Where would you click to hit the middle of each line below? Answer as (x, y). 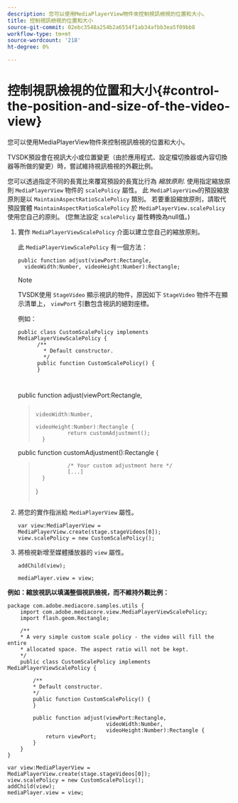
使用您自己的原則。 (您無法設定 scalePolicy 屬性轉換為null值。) (99, 216)
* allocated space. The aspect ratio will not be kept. (105, 649)
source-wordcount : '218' (44, 41)
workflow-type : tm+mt (39, 34)
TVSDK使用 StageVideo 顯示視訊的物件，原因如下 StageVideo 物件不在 (119, 294)
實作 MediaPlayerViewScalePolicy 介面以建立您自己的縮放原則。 (110, 231)
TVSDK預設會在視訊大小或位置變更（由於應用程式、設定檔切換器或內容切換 (118, 157)
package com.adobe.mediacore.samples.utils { (76, 606)
